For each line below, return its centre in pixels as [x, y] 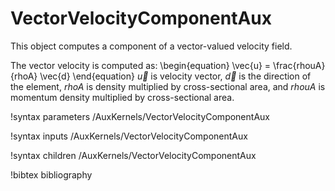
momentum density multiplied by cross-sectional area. [122, 97]
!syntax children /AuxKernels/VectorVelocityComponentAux [133, 155]
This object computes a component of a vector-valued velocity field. [151, 46]
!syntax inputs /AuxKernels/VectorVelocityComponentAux [129, 136]
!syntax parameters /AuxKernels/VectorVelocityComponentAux [140, 116]
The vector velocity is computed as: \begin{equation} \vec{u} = [141, 65]
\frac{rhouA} [299, 65]
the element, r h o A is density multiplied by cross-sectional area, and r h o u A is [168, 86]
